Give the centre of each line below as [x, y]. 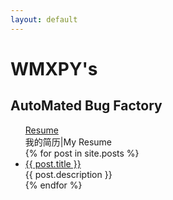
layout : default [44, 19]
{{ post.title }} [53, 163]
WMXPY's [54, 68]
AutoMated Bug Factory [86, 106]
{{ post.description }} [68, 174]
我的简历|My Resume [68, 142]
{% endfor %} [53, 185]
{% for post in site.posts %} [82, 153]
